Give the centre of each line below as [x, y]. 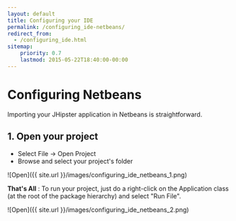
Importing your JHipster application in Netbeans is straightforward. [105, 114]
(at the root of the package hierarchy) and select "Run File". [94, 196]
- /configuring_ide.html [50, 40]
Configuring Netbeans [74, 94]
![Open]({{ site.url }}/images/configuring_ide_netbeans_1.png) [97, 174]
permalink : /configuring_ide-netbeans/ [66, 27]
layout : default [31, 14]
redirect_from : [30, 34]
